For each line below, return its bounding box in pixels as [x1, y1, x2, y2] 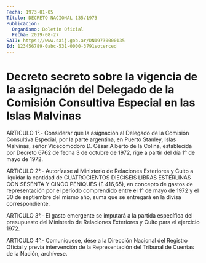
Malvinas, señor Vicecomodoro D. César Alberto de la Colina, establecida [6, 142, 192, 149]
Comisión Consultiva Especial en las [6, 96, 196, 110]
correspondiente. [6, 200, 50, 207]
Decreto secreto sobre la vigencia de [6, 70, 198, 84]
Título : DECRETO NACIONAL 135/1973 [6, 15, 98, 21]
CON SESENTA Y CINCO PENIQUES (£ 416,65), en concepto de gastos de [6, 180, 194, 187]
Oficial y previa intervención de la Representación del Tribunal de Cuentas [6, 243, 194, 251]
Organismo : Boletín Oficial [12, 26, 84, 33]
